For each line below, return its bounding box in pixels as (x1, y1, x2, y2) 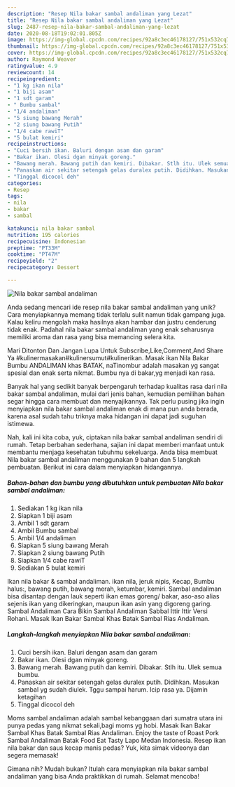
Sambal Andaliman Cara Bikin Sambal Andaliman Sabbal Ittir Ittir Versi (7, 607, 208, 615)
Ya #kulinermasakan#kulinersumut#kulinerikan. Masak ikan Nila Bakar (7, 353, 210, 362)
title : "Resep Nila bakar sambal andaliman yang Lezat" (7, 17, 173, 24)
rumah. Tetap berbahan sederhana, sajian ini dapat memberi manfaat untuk (7, 440, 225, 449)
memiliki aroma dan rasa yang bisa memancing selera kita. (7, 332, 176, 341)
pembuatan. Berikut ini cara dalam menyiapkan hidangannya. (7, 463, 183, 471)
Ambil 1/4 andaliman (17, 533, 76, 542)
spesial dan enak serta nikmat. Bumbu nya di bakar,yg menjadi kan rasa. (7, 369, 215, 377)
